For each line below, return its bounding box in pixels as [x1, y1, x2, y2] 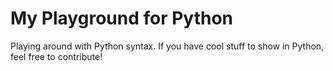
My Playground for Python [10, 7, 234, 30]
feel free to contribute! [10, 50, 103, 62]
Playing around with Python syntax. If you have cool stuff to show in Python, [10, 40, 325, 52]
